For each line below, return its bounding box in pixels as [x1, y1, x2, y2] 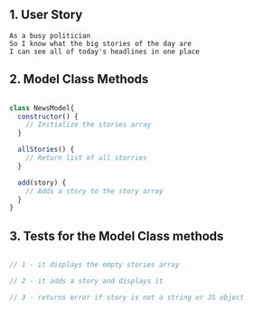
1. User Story [9, 7, 83, 23]
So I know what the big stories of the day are [9, 39, 192, 48]
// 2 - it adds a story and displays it [9, 276, 164, 286]
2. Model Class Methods [9, 71, 149, 87]
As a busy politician [9, 31, 91, 40]
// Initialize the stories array [25, 120, 152, 129]
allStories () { [17, 145, 75, 155]
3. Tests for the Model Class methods [9, 228, 224, 243]
